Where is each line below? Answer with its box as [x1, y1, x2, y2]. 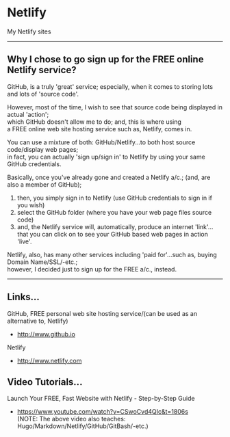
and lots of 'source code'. [7, 90, 79, 98]
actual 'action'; [7, 110, 49, 118]
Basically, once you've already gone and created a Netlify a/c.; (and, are [7, 173, 211, 181]
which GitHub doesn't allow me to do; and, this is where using [7, 118, 181, 126]
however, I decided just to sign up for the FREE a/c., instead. [7, 265, 177, 273]
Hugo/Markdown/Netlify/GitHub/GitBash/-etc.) [16, 422, 149, 430]
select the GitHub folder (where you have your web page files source [16, 208, 212, 216]
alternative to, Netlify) [7, 317, 68, 325]
